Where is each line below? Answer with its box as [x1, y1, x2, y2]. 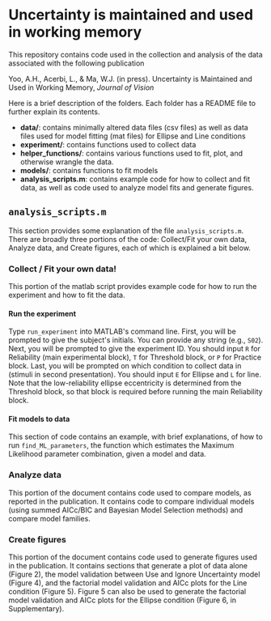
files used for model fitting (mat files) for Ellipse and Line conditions [19, 131, 246, 141]
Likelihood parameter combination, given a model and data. [8, 449, 206, 459]
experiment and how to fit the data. [8, 290, 125, 300]
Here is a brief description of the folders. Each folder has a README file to [8, 98, 256, 108]
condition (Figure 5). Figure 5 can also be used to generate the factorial [8, 587, 247, 597]
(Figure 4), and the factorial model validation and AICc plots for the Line [8, 578, 248, 588]
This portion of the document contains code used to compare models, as [8, 487, 252, 497]
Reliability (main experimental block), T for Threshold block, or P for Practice [8, 352, 261, 362]
